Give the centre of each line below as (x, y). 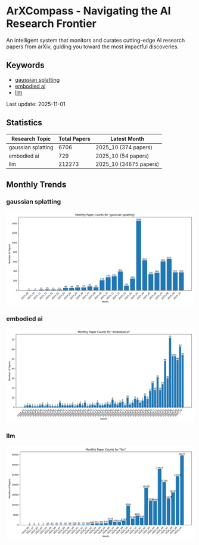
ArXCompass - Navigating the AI (88, 11)
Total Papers (74, 139)
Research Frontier (52, 24)
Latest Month (128, 139)
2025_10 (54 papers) (122, 156)
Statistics (24, 123)
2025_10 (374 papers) (124, 147)
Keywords (25, 65)
